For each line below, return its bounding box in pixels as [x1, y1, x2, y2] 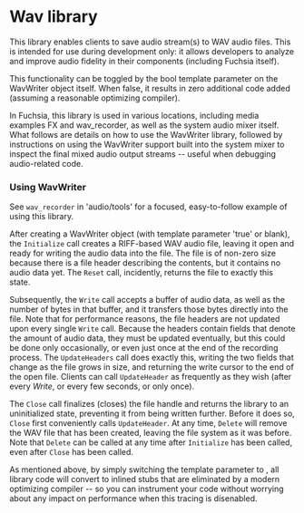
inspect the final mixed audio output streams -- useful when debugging [9, 148, 277, 160]
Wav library [9, 6, 98, 27]
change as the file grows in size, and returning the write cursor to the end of [9, 362, 295, 373]
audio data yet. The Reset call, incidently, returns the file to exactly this [9, 267, 274, 278]
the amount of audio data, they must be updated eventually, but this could [9, 333, 286, 344]
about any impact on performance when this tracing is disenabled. [9, 493, 258, 504]
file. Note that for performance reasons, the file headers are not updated [9, 314, 280, 324]
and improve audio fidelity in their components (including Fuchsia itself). [9, 55, 279, 66]
